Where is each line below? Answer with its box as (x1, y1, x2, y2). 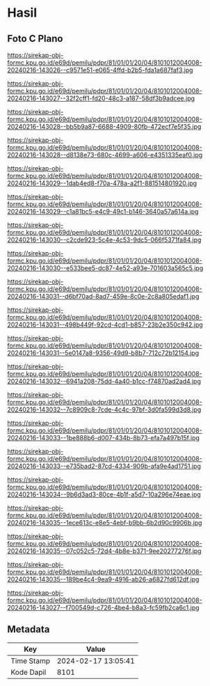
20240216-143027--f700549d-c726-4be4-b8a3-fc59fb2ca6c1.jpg (7, 604, 200, 611)
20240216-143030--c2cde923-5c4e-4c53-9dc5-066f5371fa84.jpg (7, 235, 202, 244)
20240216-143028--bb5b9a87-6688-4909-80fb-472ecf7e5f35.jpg (7, 123, 202, 130)
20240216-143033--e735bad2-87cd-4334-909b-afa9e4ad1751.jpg (7, 462, 202, 470)
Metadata (7, 623, 50, 635)
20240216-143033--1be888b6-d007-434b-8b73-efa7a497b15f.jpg (7, 434, 200, 442)
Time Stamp (10, 656, 51, 666)
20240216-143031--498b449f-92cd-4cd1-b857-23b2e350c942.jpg (7, 320, 203, 329)
